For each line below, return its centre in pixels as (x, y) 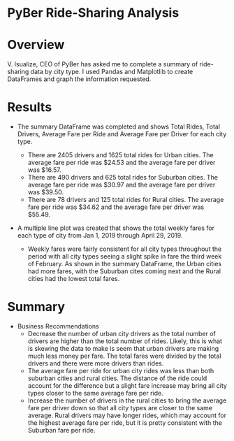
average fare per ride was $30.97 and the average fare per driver (122, 185)
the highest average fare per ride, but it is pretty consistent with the (125, 423)
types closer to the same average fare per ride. (95, 393)
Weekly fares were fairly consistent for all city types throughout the (125, 249)
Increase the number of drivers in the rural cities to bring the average (127, 400)
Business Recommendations (58, 326)
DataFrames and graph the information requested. (79, 79)
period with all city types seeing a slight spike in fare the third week (125, 256)
